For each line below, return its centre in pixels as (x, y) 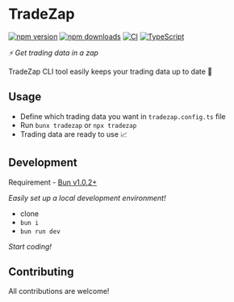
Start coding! (30, 246)
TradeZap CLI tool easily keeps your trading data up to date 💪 (111, 71)
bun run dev (40, 232)
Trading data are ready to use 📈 (74, 134)
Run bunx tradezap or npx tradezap (78, 125)
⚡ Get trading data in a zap (54, 53)
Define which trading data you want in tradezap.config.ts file (123, 116)
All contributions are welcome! (59, 291)
